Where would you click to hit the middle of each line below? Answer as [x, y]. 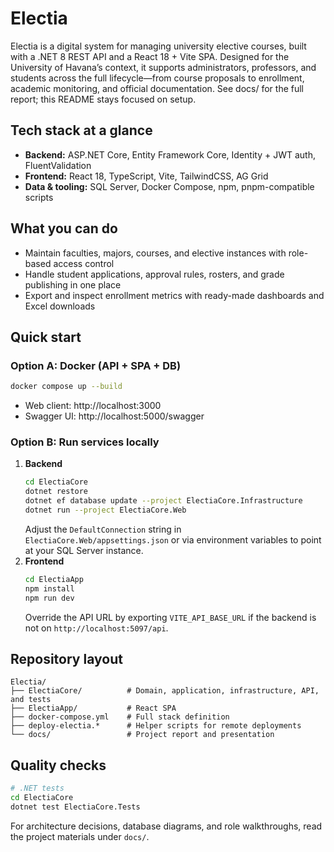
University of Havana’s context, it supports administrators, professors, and [163, 67]
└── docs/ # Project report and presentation [142, 735]
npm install [49, 588]
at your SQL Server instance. [84, 550]
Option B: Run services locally [85, 442]
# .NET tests [37, 788]
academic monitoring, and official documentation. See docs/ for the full [157, 88]
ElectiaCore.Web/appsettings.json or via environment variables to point [173, 539]
